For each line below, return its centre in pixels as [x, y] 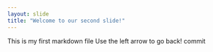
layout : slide [28, 14]
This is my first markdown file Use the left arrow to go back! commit [106, 41]
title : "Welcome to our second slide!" [66, 21]
